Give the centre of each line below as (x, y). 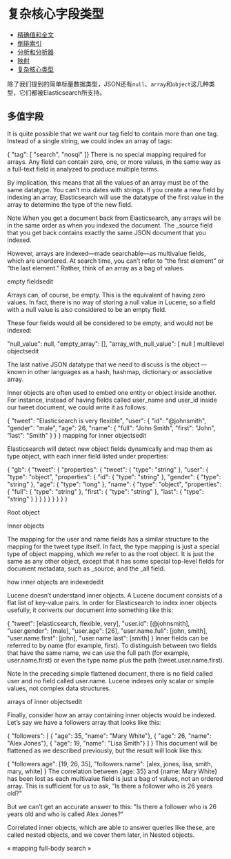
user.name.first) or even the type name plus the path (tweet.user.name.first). (116, 660)
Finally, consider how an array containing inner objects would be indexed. (112, 715)
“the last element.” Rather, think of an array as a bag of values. (96, 268)
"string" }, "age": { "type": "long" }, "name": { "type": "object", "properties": (114, 484)
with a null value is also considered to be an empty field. (87, 309)
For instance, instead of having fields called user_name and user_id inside (112, 400)
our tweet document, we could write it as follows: (77, 407)
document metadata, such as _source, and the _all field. (86, 569)
